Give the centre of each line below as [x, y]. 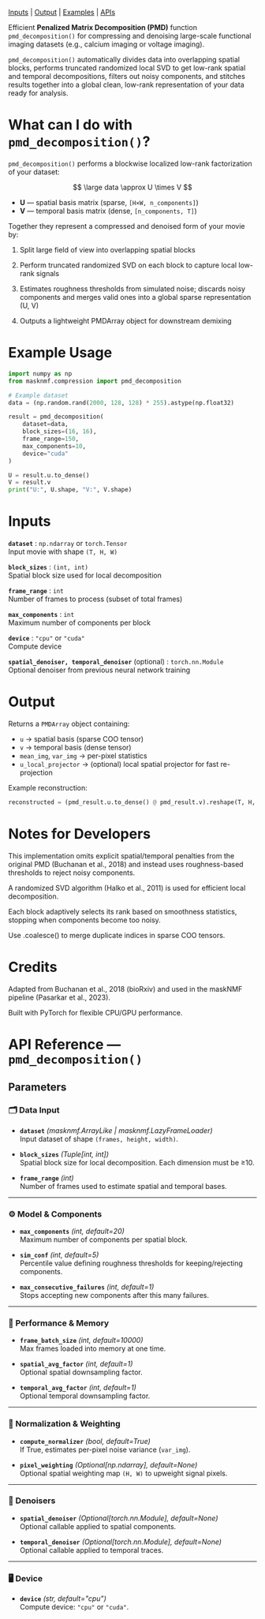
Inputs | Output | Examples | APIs [62, 12]
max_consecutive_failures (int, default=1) [87, 1287]
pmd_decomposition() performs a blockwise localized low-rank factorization [130, 163]
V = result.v [30, 482]
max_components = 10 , [54, 446]
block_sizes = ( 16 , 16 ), [60, 432]
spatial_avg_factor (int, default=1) [76, 1364]
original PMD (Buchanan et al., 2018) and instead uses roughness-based [126, 864]
